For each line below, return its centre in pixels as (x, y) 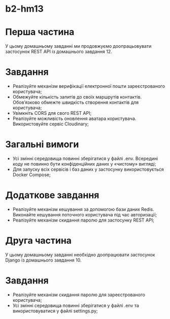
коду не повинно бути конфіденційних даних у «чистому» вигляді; (84, 164)
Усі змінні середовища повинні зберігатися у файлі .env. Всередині (85, 158)
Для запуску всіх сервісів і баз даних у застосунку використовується (88, 169)
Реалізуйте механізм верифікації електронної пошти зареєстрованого (89, 86)
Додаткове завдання (52, 195)
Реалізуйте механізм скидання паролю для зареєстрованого (79, 295)
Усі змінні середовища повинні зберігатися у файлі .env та (76, 305)
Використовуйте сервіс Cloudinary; (50, 124)
